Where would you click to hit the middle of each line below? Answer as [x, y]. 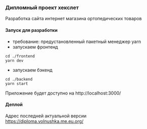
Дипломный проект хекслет [42, 8]
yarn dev [14, 60]
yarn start [17, 83]
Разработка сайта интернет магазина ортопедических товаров [73, 19]
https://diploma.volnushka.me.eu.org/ [44, 121]
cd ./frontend [20, 56]
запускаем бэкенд [33, 70]
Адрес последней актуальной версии [46, 116]
